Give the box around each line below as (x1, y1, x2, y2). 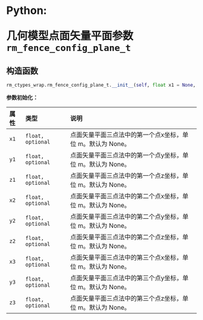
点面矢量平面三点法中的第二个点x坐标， (70, 192, 182, 200)
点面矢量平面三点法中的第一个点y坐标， (70, 151, 183, 159)
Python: (6, 4, 47, 18)
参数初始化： (6, 93, 38, 101)
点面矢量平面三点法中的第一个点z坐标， (70, 171, 183, 179)
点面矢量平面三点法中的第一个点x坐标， (70, 130, 182, 139)
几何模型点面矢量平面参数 (6, 29, 134, 43)
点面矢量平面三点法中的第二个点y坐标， (70, 212, 183, 221)
